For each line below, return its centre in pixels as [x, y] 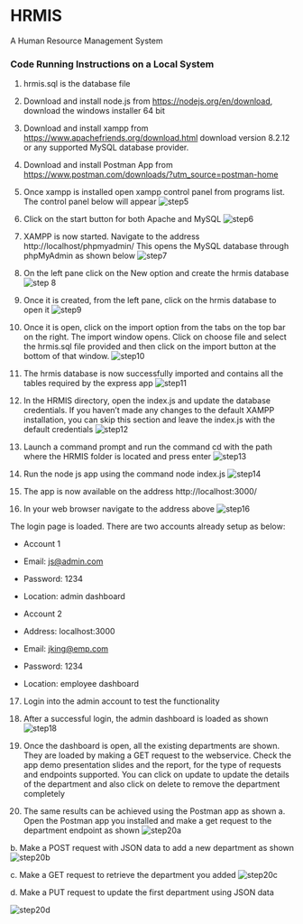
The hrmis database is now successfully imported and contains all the [153, 374]
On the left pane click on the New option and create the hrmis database [156, 273]
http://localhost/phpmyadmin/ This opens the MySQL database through [156, 246]
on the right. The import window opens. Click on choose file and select [155, 337]
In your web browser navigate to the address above [119, 509]
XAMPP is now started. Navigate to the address [111, 236]
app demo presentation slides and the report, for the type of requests [152, 765]
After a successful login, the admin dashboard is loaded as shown [146, 719]
